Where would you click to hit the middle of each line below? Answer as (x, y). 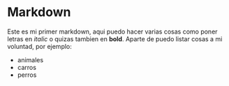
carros (27, 67)
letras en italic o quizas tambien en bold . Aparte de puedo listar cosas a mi (115, 38)
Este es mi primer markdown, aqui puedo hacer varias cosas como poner (112, 31)
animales (30, 59)
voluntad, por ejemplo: (39, 46)
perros (27, 75)
